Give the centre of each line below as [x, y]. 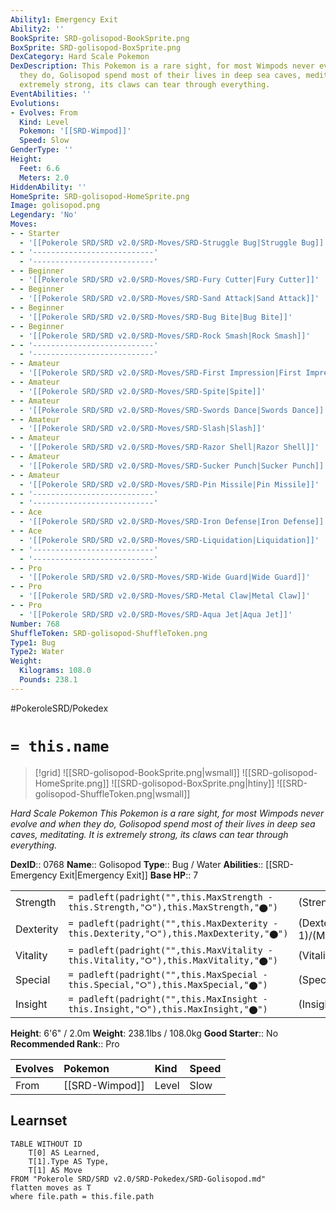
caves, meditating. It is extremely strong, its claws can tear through [149, 834]
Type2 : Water [37, 652]
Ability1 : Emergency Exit [64, 19]
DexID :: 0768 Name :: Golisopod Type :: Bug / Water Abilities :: [137, 864]
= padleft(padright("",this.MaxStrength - [170, 897]
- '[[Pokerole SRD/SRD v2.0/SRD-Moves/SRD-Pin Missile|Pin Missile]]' [169, 484]
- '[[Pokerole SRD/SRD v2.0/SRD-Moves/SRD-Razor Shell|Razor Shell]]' [169, 447]
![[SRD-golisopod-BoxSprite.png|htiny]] [193, 783]
